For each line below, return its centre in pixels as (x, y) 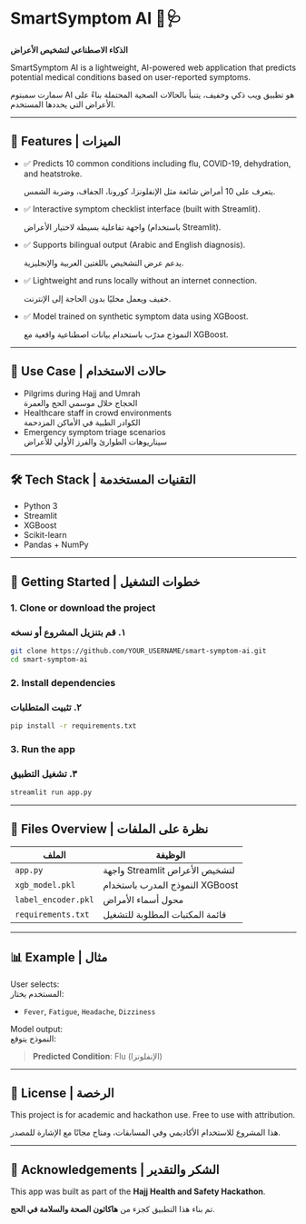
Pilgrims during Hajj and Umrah (82, 393)
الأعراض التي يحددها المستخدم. (63, 104)
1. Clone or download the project (83, 608)
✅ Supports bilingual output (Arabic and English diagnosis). (134, 244)
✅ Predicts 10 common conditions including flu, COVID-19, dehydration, (157, 163)
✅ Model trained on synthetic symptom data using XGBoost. (136, 316)
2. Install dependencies (63, 682)
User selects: (35, 984)
